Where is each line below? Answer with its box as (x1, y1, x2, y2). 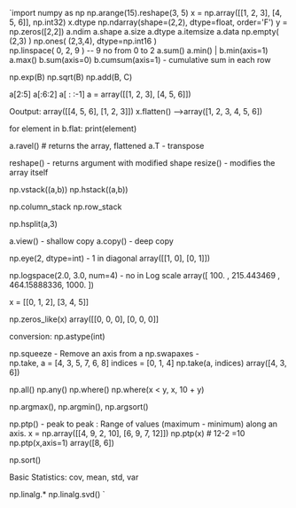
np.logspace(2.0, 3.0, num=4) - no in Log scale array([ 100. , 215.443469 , (9, 270, 281, 280)
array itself (9, 168, 49, 177)
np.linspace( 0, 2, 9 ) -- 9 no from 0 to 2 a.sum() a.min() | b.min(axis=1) (9, 45, 269, 56)
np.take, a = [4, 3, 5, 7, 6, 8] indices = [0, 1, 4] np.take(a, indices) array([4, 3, (9, 358, 287, 368)
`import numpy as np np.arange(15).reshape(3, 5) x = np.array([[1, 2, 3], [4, (9, 8, 283, 18)
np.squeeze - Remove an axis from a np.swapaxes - (9, 348, 199, 358)
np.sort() (9, 455, 42, 465)
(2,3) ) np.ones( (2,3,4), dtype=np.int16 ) (9, 35, 157, 46)
